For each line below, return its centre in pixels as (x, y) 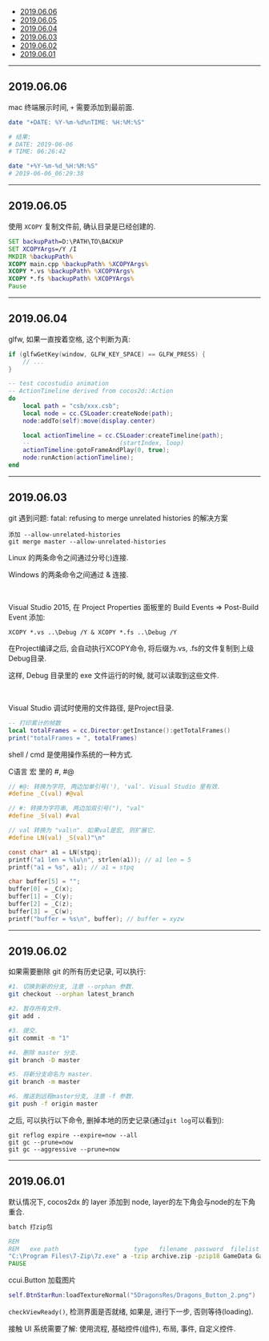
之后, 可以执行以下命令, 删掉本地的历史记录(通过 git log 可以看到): (116, 1120)
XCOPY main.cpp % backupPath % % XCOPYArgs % (78, 264)
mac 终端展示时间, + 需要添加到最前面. (71, 107)
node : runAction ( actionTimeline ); (78, 458)
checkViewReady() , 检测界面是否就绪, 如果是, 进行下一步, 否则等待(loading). (131, 1311)
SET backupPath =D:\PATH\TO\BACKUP (66, 241)
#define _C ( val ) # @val (46, 794)
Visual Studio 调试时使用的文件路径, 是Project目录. (91, 708)
